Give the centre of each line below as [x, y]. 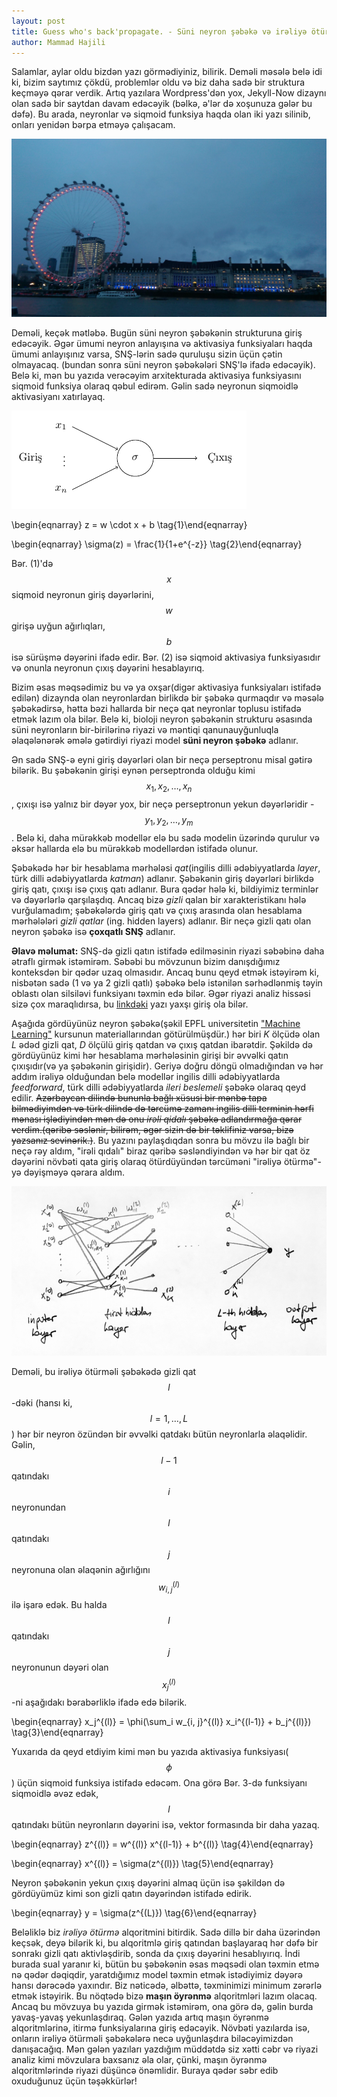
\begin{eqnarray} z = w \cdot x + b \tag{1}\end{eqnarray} [129, 525]
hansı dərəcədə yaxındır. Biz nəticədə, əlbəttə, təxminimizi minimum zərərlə [167, 1986]
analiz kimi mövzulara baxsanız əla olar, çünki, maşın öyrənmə [139, 2060]
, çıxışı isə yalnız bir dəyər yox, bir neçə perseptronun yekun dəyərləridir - [163, 804]
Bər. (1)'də [32, 564]
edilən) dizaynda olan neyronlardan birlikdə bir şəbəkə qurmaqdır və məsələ [168, 698]
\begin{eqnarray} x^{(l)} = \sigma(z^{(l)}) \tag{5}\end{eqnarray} [142, 1864]
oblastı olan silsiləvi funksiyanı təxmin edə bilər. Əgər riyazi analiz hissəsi [161, 993]
